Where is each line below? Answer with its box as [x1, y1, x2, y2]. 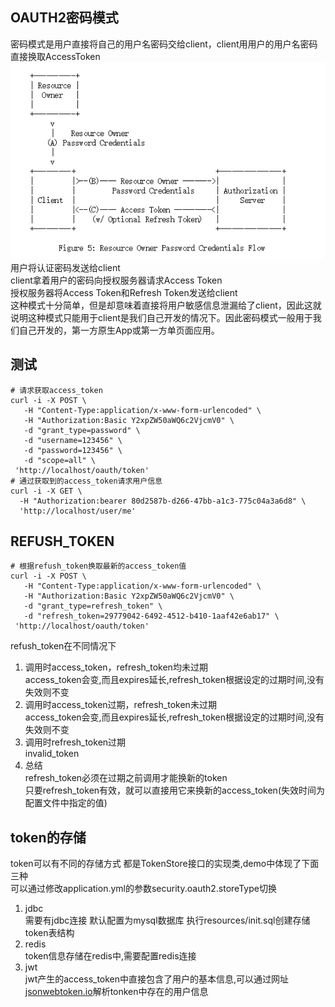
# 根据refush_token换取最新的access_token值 [10, 561, 187, 572]
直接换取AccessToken [10, 50, 101, 62]
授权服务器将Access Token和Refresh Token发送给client [10, 286, 238, 298]
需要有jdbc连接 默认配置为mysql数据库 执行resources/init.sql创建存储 [24, 914, 311, 927]
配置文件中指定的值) [24, 797, 108, 809]
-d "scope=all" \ [23, 455, 97, 465]
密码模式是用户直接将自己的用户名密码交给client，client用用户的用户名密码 [10, 38, 318, 50]
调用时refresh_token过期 [24, 736, 127, 748]
